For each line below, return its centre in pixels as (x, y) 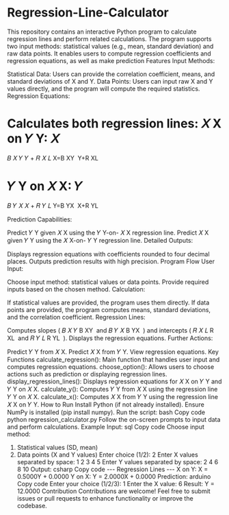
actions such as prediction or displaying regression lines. (87, 374)
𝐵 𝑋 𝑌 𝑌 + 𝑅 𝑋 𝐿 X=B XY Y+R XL (53, 158)
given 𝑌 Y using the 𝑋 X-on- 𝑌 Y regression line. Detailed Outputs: (100, 240)
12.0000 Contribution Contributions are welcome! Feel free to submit (113, 491)
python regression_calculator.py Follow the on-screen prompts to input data (114, 419)
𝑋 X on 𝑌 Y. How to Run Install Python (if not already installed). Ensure (106, 404)
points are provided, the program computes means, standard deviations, (109, 309)
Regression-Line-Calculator (88, 13)
